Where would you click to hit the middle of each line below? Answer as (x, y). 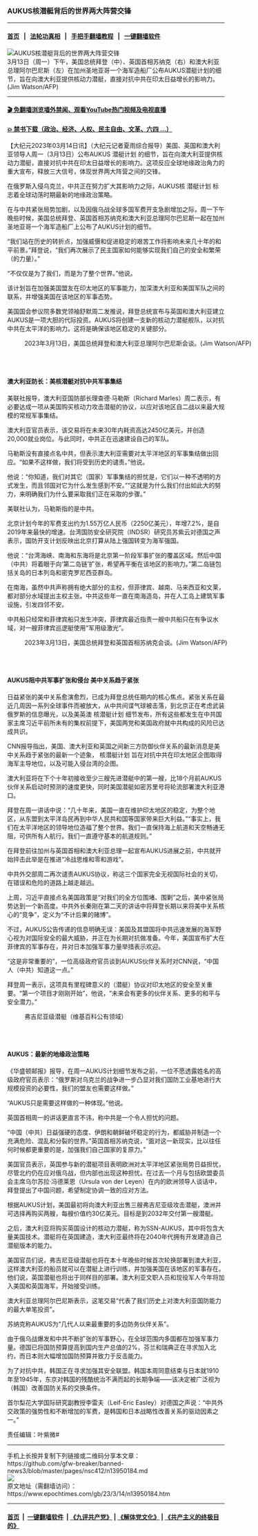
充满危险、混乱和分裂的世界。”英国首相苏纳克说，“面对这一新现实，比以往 (111, 1141)
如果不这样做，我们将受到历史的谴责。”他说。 (85, 462)
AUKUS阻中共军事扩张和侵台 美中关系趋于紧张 (73, 680)
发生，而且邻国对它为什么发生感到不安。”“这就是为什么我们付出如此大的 (114, 485)
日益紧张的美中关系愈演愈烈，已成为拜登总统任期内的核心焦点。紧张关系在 (113, 696)
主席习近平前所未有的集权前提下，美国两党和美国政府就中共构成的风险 (112, 723)
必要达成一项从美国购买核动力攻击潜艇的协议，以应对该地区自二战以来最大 (113, 406)
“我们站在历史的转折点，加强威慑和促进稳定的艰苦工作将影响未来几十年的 (111, 241)
